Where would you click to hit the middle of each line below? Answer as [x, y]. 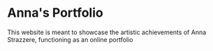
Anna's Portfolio [55, 13]
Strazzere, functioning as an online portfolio [70, 39]
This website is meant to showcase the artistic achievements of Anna [107, 32]
